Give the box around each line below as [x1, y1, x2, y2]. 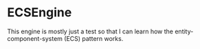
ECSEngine [7, 5, 72, 20]
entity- [175, 27, 194, 35]
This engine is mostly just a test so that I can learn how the [7, 27, 174, 35]
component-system [7, 34, 63, 42]
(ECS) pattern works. [64, 34, 124, 42]
